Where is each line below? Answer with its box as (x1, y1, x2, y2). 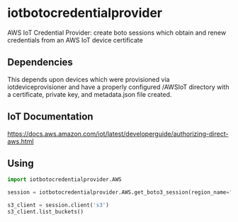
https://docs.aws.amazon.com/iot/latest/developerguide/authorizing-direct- (7, 129, 229, 138)
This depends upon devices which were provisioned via (7, 75, 170, 83)
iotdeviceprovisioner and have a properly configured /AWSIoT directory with (7, 83, 229, 91)
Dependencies (7, 57, 73, 69)
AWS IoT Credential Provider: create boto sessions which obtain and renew (7, 28, 227, 37)
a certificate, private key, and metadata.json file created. (7, 90, 172, 98)
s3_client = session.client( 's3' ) (7, 201, 110, 209)
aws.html (7, 136, 34, 146)
